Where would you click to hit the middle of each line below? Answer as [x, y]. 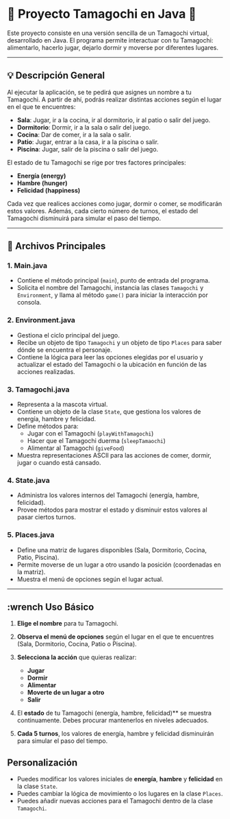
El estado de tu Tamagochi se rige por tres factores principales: [97, 162]
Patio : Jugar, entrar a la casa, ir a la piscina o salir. [88, 142]
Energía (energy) [41, 176]
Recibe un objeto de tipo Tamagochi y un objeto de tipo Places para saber [119, 342]
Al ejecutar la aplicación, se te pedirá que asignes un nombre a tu [99, 92]
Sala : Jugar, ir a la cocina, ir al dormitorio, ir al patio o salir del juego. [114, 120]
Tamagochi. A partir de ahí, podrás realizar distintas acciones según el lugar [114, 99]
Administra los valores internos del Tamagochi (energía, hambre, [108, 495]
